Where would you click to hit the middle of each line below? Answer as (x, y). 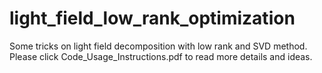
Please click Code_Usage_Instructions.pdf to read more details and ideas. (161, 56)
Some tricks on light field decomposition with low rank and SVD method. (158, 46)
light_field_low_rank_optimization (152, 18)
